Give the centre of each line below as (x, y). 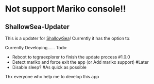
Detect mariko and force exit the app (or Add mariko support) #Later (80, 62)
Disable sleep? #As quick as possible (49, 67)
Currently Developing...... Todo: (36, 48)
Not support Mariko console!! (66, 9)
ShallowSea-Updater (37, 27)
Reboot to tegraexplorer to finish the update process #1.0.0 (71, 57)
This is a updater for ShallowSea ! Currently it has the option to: (68, 38)
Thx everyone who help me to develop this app (52, 77)
